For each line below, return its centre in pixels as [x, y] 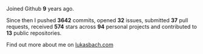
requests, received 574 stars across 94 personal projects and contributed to [101, 27]
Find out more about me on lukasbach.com [60, 45]
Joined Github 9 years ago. [40, 9]
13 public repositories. [34, 33]
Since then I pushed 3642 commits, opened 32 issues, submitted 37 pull [97, 20]
